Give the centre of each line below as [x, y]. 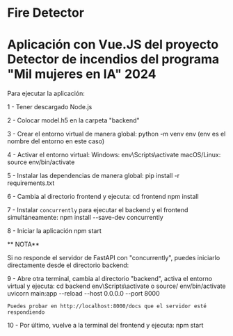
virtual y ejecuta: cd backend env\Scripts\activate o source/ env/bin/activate [116, 286]
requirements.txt [31, 183]
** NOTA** [23, 244]
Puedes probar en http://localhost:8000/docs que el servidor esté [107, 306]
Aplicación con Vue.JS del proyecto [113, 45]
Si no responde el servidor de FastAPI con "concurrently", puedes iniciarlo [114, 258]
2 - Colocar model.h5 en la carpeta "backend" [74, 120]
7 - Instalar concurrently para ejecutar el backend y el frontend [98, 210]
